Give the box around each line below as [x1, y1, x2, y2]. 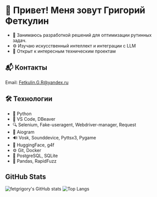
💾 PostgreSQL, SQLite [12, 153, 58, 159]
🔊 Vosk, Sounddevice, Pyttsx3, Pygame [12, 134, 97, 140]
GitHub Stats [5, 172, 46, 181]
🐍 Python [12, 111, 32, 117]
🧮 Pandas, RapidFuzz [12, 158, 57, 164]
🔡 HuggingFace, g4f [12, 141, 54, 148]
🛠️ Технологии [5, 94, 53, 103]
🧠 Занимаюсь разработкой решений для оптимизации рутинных [12, 32, 152, 38]
